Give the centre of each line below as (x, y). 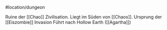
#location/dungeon (25, 7)
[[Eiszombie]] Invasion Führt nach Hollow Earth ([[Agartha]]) (68, 22)
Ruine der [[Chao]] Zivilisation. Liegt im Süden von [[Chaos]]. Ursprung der (84, 17)
